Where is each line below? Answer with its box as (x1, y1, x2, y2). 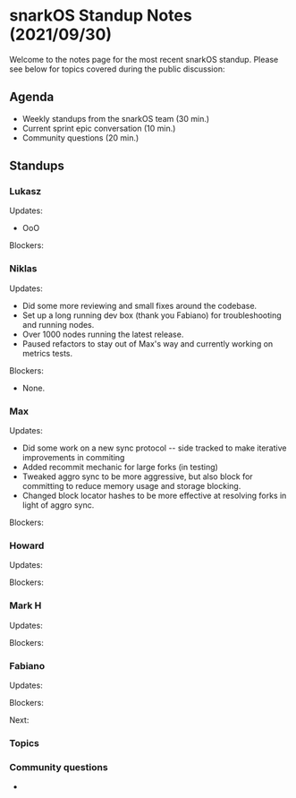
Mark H (9, 599, 42, 612)
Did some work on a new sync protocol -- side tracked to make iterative (21, 442, 287, 453)
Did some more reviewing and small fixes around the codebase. (21, 300, 258, 311)
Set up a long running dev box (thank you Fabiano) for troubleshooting (21, 310, 282, 321)
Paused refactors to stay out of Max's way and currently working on (21, 338, 274, 349)
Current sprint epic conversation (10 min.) (21, 123, 176, 133)
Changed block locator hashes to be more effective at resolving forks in (21, 490, 287, 502)
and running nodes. (21, 319, 95, 330)
